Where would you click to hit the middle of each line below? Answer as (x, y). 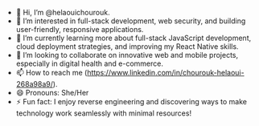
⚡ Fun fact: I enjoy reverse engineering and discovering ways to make (132, 102)
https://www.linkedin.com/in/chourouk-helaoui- (166, 73)
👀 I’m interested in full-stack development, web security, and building (131, 21)
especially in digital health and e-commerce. (89, 63)
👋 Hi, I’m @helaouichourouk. (63, 12)
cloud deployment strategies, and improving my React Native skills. (127, 47)
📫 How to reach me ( (51, 73)
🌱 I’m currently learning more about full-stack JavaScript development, (134, 38)
